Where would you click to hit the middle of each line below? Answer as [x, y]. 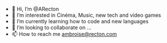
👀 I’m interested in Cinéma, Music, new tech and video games [86, 15]
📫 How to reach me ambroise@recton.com [64, 34]
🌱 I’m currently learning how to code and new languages [80, 21]
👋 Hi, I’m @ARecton [35, 9]
